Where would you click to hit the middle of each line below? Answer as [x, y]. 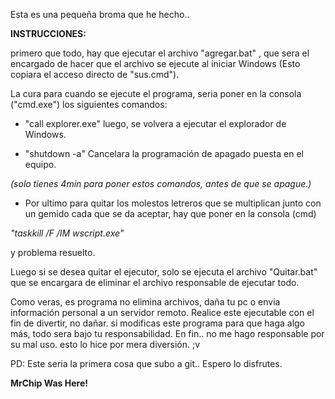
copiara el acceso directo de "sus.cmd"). [95, 74]
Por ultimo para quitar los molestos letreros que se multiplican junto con [173, 203]
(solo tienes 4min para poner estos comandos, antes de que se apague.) [161, 183]
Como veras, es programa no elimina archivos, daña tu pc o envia [145, 302]
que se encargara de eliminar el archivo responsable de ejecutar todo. [155, 282]
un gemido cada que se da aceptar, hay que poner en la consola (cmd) [170, 213]
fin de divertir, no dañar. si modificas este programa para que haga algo [157, 323]
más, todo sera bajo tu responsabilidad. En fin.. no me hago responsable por [167, 333]
